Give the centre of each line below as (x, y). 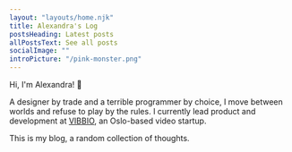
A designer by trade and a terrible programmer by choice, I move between (146, 102)
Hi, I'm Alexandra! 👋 (46, 84)
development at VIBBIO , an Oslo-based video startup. (108, 121)
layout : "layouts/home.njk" (62, 17)
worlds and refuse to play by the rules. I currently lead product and (133, 111)
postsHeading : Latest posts (62, 34)
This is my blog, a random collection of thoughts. (99, 138)
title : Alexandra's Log (54, 26)
